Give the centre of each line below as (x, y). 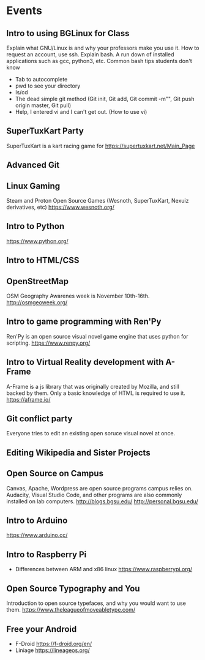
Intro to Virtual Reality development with (85, 362)
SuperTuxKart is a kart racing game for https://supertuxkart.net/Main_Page (101, 146)
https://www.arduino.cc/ (37, 535)
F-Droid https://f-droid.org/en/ (54, 643)
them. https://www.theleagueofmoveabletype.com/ (71, 610)
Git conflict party (39, 419)
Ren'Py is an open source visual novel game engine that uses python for (97, 336)
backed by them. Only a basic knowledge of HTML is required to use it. (96, 393)
